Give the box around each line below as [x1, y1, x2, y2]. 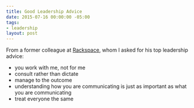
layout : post [6, 31, 38, 36]
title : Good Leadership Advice [6, 8, 82, 15]
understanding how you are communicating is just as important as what [14, 83, 187, 90]
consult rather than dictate [14, 70, 79, 77]
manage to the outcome [14, 77, 72, 84]
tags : [6, 19, 19, 25]
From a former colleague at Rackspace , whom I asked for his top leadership [6, 46, 189, 53]
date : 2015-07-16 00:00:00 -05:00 [6, 14, 91, 20]
